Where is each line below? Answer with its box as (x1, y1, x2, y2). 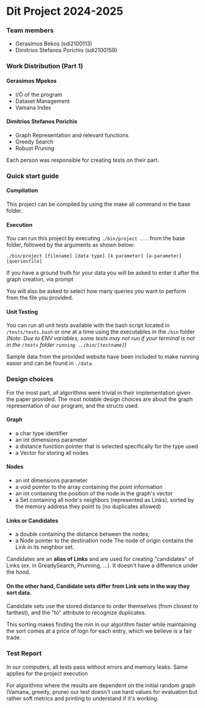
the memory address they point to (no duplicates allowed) (15, 503, 162, 510)
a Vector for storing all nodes (15, 449, 89, 456)
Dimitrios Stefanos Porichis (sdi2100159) (15, 47, 117, 54)
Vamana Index (15, 104, 51, 111)
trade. (6, 634, 21, 641)
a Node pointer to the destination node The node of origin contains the (15, 537, 194, 544)
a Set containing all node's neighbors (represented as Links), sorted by (15, 497, 195, 504)
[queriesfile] (6, 259, 43, 265)
